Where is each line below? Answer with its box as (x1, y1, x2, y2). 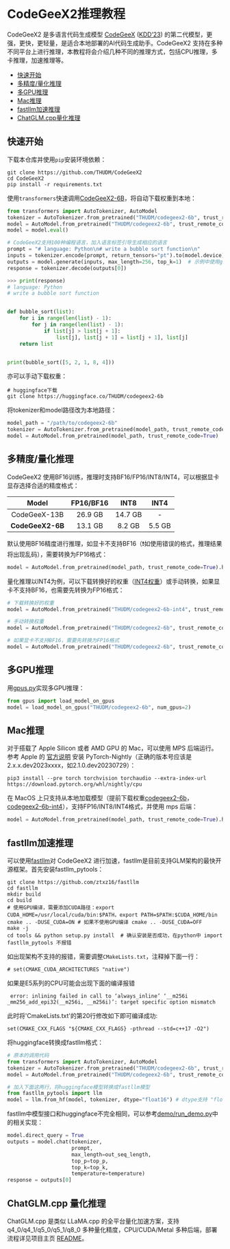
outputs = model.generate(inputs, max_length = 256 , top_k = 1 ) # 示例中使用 (7, 258, 220, 265)
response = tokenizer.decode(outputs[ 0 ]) (7, 265, 127, 272)
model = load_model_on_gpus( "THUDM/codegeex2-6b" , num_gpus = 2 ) (7, 704, 192, 711)
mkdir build (7, 891, 41, 898)
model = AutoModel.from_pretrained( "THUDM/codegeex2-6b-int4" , (7, 606, 192, 612)
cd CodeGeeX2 (7, 175, 44, 182)
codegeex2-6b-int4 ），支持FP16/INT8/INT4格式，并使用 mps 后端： (7, 802, 199, 811)
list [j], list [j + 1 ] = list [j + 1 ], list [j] (55, 334, 188, 341)
